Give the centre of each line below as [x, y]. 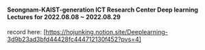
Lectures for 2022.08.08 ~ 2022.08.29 [64, 16]
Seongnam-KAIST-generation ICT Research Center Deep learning [103, 10]
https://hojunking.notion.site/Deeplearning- [107, 32]
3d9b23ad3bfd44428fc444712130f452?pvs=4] [74, 39]
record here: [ [26, 32]
